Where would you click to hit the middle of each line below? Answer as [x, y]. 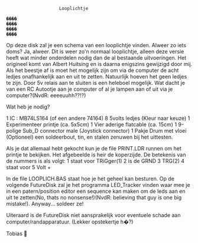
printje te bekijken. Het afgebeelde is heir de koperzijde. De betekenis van [96, 155]
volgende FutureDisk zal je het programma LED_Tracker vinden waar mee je [98, 185]
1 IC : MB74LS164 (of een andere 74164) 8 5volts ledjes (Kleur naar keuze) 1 [98, 118]
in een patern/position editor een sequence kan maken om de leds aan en [96, 191]
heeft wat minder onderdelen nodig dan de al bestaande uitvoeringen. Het [96, 58]
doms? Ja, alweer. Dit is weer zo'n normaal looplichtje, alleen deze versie [95, 51]
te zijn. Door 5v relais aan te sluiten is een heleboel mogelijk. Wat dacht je [95, 83]
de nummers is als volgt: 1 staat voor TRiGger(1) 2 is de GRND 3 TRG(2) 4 [95, 161]
